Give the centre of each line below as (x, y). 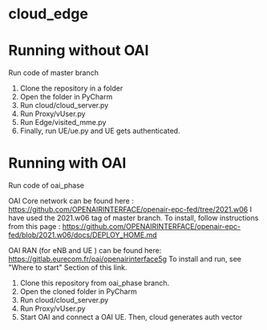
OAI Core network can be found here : (71, 201)
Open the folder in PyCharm (66, 97)
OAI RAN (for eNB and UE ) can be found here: (85, 251)
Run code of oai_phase (46, 186)
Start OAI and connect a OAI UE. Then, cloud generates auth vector (131, 317)
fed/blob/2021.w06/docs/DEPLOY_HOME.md (83, 235)
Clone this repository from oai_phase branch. (95, 283)
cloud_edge (48, 14)
